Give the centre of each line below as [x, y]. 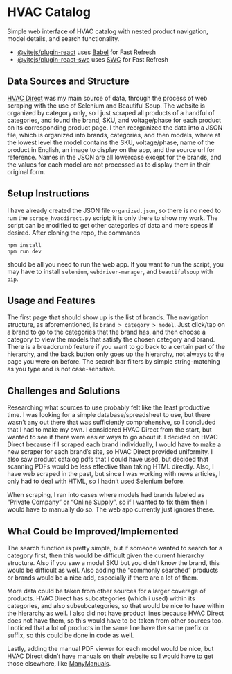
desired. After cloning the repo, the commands [74, 233]
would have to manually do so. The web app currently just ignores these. [111, 509]
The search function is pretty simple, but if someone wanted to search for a [115, 548]
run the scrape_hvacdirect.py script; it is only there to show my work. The [113, 218]
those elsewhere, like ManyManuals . [59, 663]
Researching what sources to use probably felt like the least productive [108, 407]
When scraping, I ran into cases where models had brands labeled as [106, 495]
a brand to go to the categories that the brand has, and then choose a [107, 332]
